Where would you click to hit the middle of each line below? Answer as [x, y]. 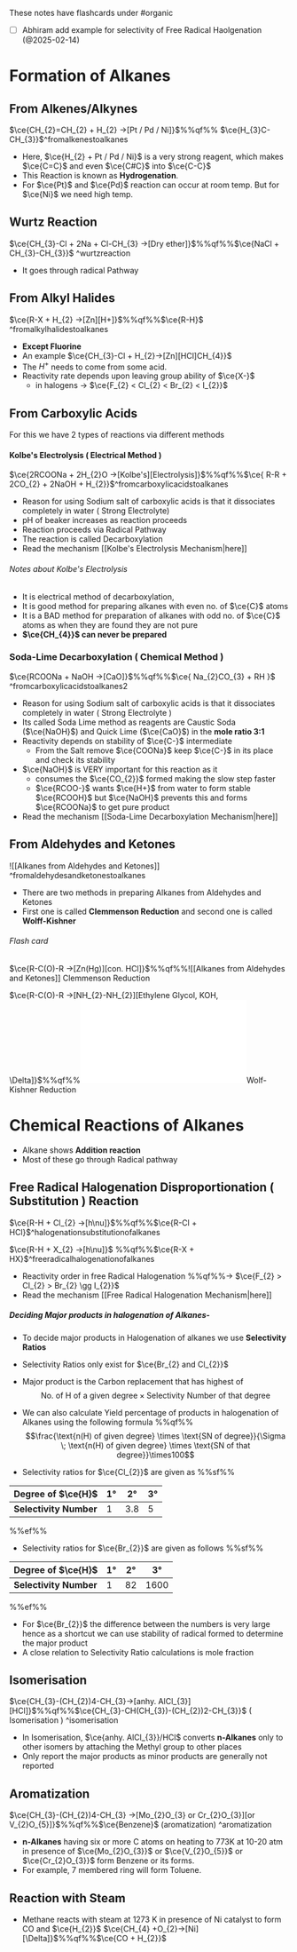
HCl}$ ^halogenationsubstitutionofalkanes [85, 1232]
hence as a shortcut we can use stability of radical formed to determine [152, 1633]
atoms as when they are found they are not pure [109, 624]
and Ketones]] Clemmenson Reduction [80, 978]
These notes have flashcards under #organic [91, 13]
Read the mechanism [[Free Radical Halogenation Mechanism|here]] [147, 1295]
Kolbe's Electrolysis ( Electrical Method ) [86, 455]
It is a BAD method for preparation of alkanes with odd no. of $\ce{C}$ [151, 615]
